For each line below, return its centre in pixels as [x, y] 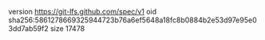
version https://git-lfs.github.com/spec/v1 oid [83, 12]
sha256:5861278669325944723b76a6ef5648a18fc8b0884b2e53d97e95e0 [132, 20]
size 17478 [68, 28]
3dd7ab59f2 [29, 28]
